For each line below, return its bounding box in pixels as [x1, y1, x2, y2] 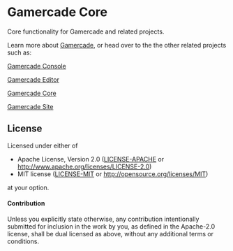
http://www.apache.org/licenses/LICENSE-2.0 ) [17, 162, 152, 171]
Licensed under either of [7, 141, 78, 150]
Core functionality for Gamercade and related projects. [7, 27, 165, 36]
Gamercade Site [7, 102, 54, 110]
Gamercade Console [7, 62, 66, 70]
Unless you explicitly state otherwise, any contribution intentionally [7, 215, 200, 223]
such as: [7, 48, 32, 57]
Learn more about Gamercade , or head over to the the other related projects [7, 41, 227, 49]
